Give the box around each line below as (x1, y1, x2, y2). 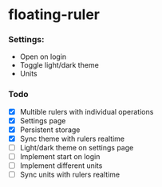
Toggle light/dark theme (19, 60, 100, 70)
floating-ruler (8, 6, 100, 24)
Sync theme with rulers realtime (19, 134, 125, 143)
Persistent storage (19, 125, 81, 134)
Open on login (19, 52, 67, 61)
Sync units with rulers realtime (19, 169, 121, 180)
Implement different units (19, 161, 103, 170)
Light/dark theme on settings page (19, 143, 134, 153)
